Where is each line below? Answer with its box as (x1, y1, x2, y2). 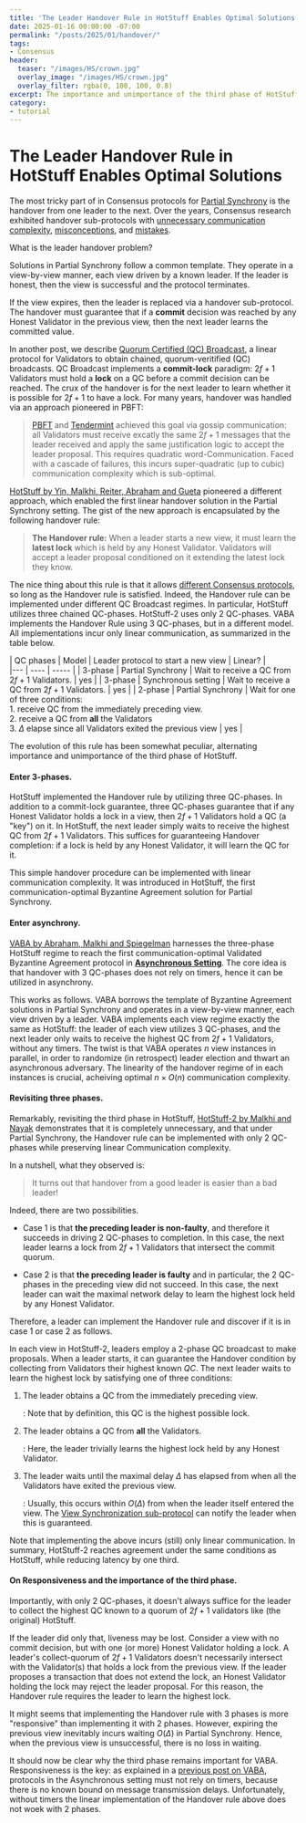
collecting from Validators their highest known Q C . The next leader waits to (9, 1362, 291, 1373)
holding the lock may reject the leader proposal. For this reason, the (9, 1681, 264, 1692)
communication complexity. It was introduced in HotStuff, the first (9, 877, 256, 888)
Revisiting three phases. (9, 1092, 104, 1104)
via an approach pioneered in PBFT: (9, 402, 144, 413)
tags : (9, 38, 30, 48)
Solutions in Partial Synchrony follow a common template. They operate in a (9, 260, 294, 271)
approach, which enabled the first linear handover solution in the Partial (9, 495, 278, 506)
